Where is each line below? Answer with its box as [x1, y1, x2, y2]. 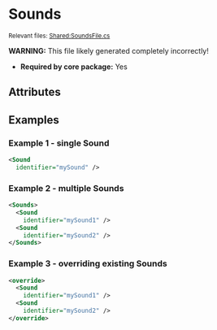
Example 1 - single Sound [8, 137, 110, 149]
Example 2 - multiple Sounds [8, 182, 124, 193]
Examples [8, 113, 59, 127]
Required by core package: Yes [20, 62, 128, 72]
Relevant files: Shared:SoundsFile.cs [8, 32, 111, 40]
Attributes [8, 85, 61, 99]
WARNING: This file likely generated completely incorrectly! [8, 46, 209, 55]
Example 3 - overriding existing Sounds [8, 258, 168, 269]
